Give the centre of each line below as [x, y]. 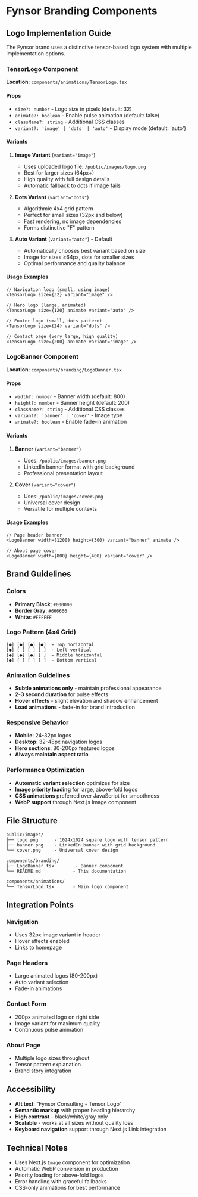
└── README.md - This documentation [66, 871]
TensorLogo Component [42, 69]
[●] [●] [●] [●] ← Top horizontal [50, 644]
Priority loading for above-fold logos [59, 1175]
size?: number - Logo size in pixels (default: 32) [73, 109]
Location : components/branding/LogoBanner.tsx [64, 370]
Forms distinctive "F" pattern [59, 227]
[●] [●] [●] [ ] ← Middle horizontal [54, 655]
